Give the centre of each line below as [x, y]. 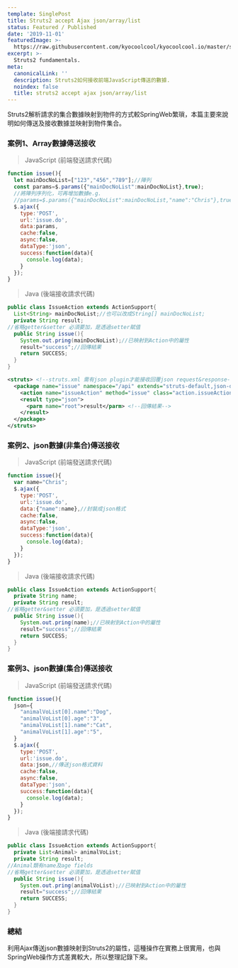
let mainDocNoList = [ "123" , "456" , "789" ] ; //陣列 [83, 181]
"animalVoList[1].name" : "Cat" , [66, 726]
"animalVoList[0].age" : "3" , [61, 719]
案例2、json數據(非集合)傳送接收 [63, 445]
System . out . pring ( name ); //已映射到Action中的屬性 [90, 623]
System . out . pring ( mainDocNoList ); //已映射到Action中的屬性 [105, 340]
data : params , [39, 227]
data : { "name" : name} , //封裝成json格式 [73, 509]
